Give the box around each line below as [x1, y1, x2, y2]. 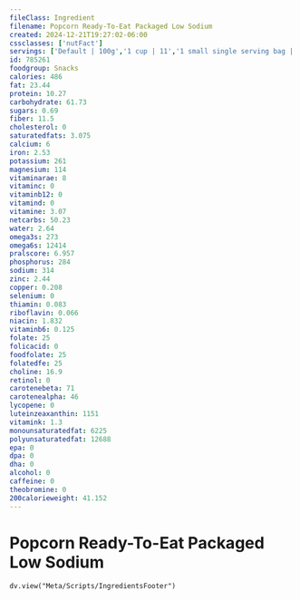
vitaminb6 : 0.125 [9, 325, 75, 334]
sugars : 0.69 [9, 106, 59, 115]
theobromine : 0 [9, 485, 67, 494]
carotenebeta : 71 [9, 384, 75, 393]
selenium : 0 [9, 291, 54, 300]
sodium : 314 [9, 266, 54, 276]
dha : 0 [9, 460, 34, 469]
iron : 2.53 [9, 148, 51, 157]
